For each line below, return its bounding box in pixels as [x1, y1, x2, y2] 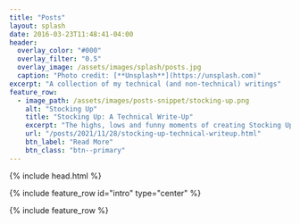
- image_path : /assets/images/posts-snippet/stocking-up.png [17, 95, 250, 105]
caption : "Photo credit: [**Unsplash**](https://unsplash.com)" [17, 71, 262, 80]
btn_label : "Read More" [25, 137, 114, 146]
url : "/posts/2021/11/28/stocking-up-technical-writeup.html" [25, 129, 262, 138]
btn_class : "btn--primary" [25, 145, 126, 154]
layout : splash [9, 21, 66, 30]
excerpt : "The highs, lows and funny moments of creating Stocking [25, 121, 281, 130]
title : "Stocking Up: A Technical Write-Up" [25, 112, 194, 121]
